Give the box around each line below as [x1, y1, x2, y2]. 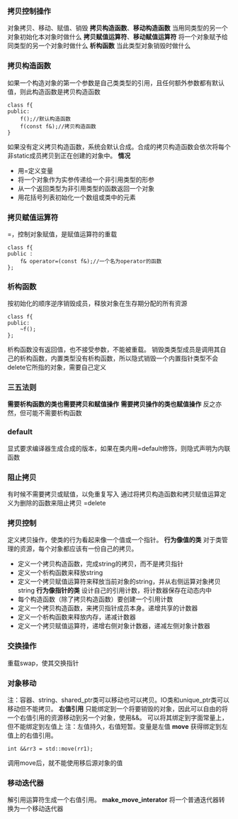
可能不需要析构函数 [25, 409, 82, 417]
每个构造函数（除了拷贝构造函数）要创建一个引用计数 [17, 595, 174, 604]
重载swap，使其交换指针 [7, 659, 79, 667]
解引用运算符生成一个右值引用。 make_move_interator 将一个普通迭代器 [7, 796, 220, 804]
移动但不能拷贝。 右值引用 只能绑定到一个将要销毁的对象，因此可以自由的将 [7, 704, 228, 713]
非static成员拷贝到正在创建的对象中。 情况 [7, 151, 131, 160]
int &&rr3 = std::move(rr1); [7, 745, 93, 752]
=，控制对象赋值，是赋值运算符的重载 [7, 229, 118, 238]
